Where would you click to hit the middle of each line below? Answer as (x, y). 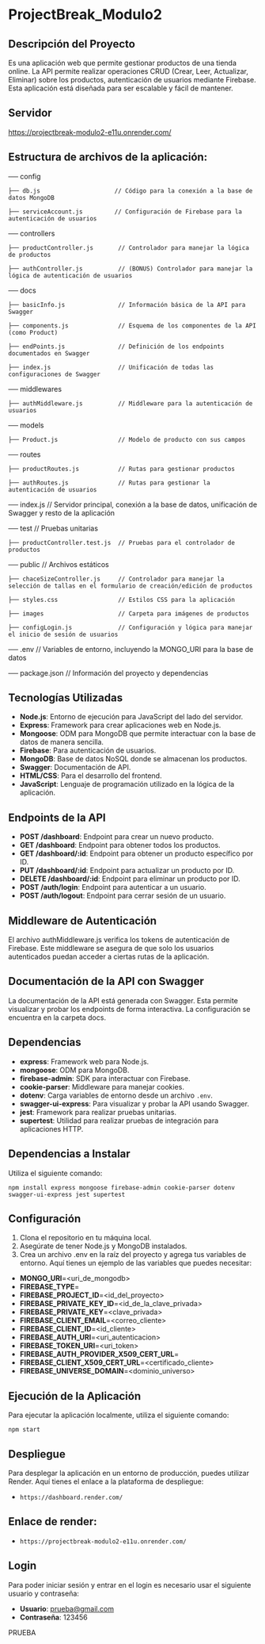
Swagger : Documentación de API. (75, 768)
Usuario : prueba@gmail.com (67, 1608)
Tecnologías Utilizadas (66, 698)
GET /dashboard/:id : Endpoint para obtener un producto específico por (136, 853)
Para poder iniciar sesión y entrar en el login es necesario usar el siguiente (130, 1585)
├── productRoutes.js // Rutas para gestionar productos (122, 469)
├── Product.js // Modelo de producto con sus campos (127, 439)
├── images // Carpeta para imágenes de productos (129, 613)
